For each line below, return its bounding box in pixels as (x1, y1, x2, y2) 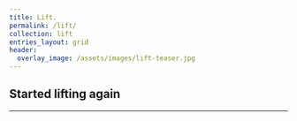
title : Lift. (9, 12, 57, 22)
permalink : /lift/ (9, 21, 77, 30)
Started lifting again (9, 87, 121, 102)
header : (9, 46, 38, 55)
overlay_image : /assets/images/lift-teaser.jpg (17, 54, 196, 63)
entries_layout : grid (9, 37, 89, 47)
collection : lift (9, 29, 73, 38)
